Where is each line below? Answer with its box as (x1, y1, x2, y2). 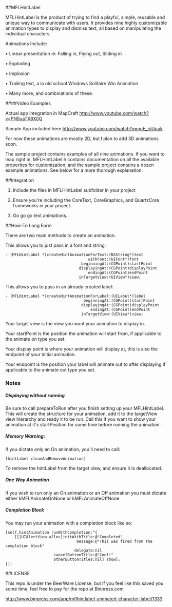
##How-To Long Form (5, 223, 52, 228)
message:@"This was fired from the (76, 539, 153, 544)
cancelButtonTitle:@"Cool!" (53, 552, 114, 557)
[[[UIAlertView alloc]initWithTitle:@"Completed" (14, 534, 123, 539)
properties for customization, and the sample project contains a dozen (5, 162, 154, 168)
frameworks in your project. (12, 203, 72, 208)
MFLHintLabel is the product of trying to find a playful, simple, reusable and (5, 14, 165, 20)
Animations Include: (5, 41, 47, 47)
